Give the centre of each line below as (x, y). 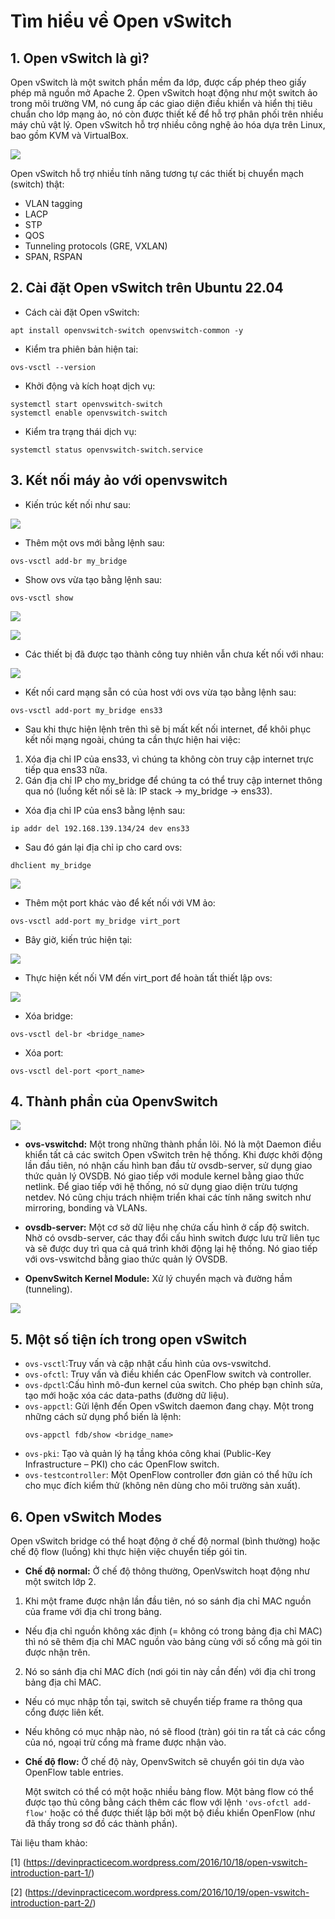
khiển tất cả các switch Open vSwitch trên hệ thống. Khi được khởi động (173, 1155)
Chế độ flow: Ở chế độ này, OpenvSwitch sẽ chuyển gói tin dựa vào (164, 1762)
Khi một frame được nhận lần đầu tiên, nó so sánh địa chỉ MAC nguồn (168, 1601)
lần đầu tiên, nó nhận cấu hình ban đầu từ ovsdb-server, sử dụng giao (168, 1166)
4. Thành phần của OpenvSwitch (114, 1101)
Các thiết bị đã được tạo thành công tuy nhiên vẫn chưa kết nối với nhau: (174, 654)
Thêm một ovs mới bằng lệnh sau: (94, 542)
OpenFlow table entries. (74, 1772)
